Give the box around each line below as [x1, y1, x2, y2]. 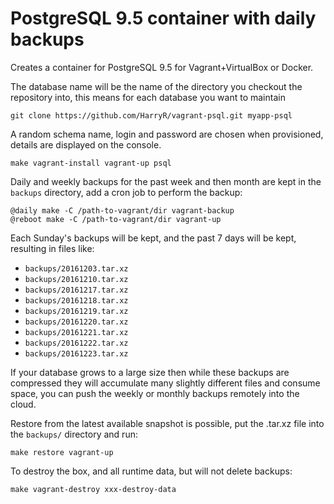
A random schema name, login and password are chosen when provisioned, [10, 128, 324, 140]
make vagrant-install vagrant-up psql [10, 158, 172, 168]
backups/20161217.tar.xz [24, 285, 129, 295]
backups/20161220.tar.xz [24, 317, 129, 327]
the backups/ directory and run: [10, 428, 138, 440]
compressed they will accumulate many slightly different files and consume [10, 377, 321, 389]
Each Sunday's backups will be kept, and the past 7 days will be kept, [10, 232, 297, 244]
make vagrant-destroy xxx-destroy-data [10, 484, 177, 494]
